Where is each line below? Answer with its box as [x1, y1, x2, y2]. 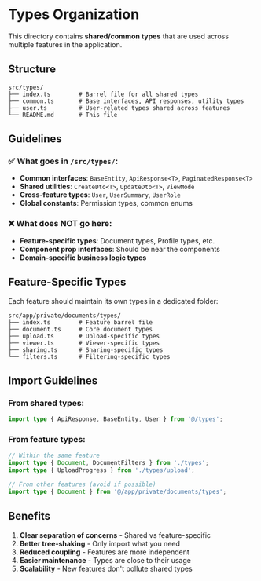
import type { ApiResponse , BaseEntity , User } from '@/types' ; [8, 415, 223, 423]
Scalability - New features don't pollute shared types [19, 564, 193, 573]
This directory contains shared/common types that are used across [8, 31, 230, 41]
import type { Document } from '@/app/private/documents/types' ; [8, 488, 226, 495]
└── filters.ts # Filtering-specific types [8, 353, 171, 360]
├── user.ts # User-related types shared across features [8, 104, 230, 111]
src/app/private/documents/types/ [8, 312, 122, 320]
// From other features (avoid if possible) [8, 481, 156, 488]
